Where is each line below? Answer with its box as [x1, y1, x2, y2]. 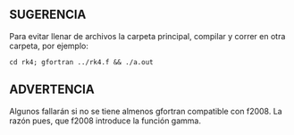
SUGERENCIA [9, 7, 87, 22]
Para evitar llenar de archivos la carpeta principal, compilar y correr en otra [9, 30, 286, 41]
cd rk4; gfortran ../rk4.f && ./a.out [9, 57, 154, 66]
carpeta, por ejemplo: [9, 40, 89, 51]
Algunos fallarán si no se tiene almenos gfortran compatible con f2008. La [9, 105, 283, 116]
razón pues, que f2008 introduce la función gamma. [9, 115, 201, 126]
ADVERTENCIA [9, 82, 96, 97]
